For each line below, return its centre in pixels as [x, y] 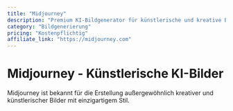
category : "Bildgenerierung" [49, 26]
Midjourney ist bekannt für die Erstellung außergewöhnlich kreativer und [110, 93]
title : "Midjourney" [37, 14]
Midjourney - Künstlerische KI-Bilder [115, 74]
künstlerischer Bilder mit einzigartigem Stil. [68, 101]
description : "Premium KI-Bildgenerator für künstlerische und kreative [114, 20]
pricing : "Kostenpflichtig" [48, 33]
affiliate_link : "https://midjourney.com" [69, 40]
